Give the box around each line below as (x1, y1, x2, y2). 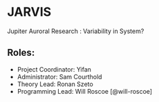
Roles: (7, 47, 35, 59)
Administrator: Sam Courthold (17, 72, 102, 81)
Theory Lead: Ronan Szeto (17, 80, 93, 88)
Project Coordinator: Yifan (17, 65, 92, 73)
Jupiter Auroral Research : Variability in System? (7, 27, 144, 35)
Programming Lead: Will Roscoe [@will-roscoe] (17, 87, 153, 95)
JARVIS (7, 4, 52, 20)
